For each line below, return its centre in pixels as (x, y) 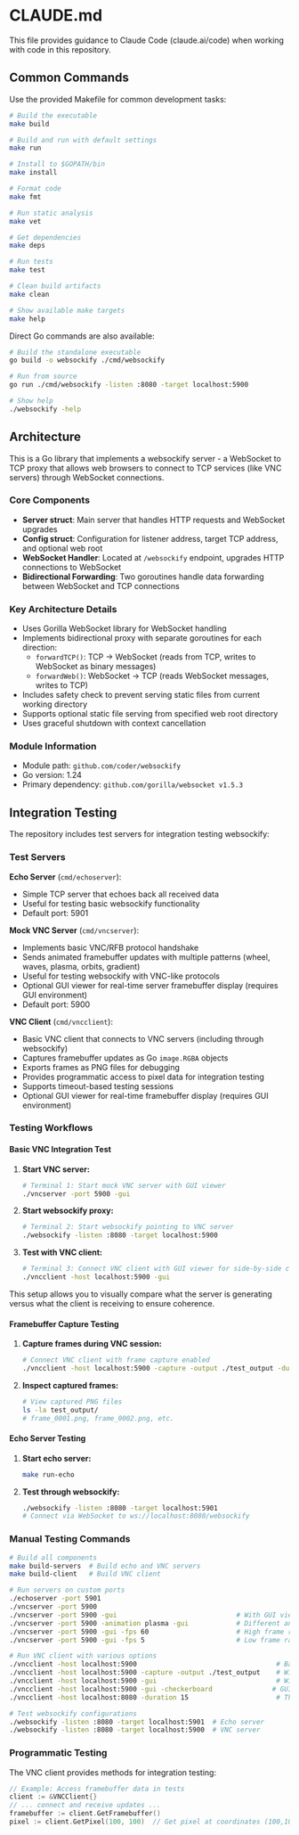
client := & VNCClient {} (53, 1797)
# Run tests (31, 262)
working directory (55, 704)
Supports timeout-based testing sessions (97, 1086)
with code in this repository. (60, 49)
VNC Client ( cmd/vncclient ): (61, 1021)
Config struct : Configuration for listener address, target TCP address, (150, 538)
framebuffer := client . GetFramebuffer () (85, 1814)
